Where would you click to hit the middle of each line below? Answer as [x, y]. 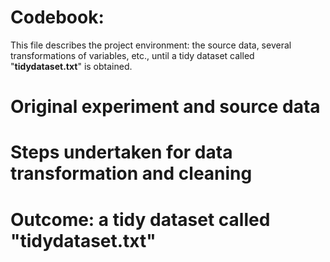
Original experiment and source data [165, 107]
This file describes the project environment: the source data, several [151, 45]
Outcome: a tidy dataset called [140, 219]
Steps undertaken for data [121, 152]
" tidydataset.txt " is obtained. [71, 66]
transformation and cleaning [131, 173]
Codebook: [57, 17]
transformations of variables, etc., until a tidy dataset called [132, 55]
